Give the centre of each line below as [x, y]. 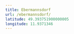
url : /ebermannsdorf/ [28, 14]
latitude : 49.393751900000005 [37, 19]
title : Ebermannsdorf [28, 10]
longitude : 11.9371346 [29, 24]
